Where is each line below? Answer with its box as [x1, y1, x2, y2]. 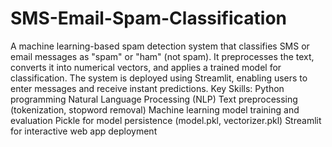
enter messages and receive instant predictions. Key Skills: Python [10, 82, 285, 94]
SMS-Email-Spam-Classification [10, 7, 288, 30]
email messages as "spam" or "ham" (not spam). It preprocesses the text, [10, 50, 315, 62]
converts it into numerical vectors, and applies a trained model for [10, 61, 282, 73]
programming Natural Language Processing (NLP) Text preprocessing [10, 93, 298, 105]
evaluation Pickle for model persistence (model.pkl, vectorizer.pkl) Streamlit [10, 114, 322, 126]
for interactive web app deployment [10, 125, 158, 137]
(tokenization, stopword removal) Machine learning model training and [10, 103, 300, 116]
